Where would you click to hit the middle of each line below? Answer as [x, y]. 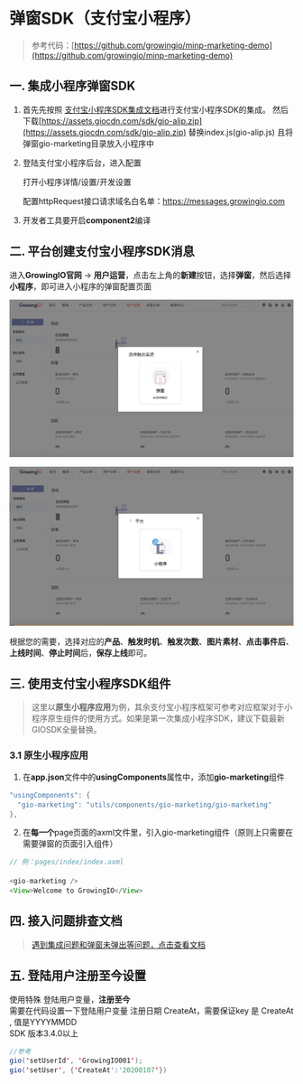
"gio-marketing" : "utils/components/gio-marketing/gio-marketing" [145, 805]
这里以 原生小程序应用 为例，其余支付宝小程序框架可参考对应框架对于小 [162, 707]
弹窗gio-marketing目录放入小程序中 [88, 143]
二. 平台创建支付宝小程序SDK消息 [102, 252]
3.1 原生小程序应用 [49, 755]
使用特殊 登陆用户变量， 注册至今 [70, 999]
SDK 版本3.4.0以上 [44, 1033]
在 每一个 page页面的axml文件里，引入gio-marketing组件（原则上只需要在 [158, 833]
